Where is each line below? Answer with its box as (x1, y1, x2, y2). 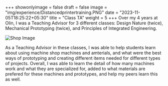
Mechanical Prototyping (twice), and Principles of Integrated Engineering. (5, 25, 157, 31)
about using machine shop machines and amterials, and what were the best (5, 50, 161, 56)
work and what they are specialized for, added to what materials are (5, 66, 145, 72)
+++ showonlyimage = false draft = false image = (5, 4, 108, 10)
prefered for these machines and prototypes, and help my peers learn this (5, 71, 158, 77)
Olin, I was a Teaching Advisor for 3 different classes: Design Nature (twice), (5, 20, 163, 26)
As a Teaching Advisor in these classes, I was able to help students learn (5, 45, 156, 50)
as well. (5, 77, 21, 82)
